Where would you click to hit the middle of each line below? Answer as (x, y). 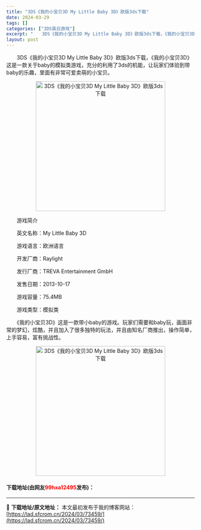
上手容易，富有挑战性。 (35, 337)
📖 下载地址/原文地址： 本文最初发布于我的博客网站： (71, 507)
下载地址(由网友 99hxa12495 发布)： (50, 487)
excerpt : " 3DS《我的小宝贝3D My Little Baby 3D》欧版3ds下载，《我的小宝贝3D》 (103, 34)
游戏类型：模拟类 (37, 309)
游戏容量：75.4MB (39, 297)
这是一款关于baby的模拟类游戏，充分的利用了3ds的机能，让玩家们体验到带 (98, 65)
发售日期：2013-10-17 (43, 284)
